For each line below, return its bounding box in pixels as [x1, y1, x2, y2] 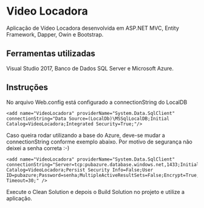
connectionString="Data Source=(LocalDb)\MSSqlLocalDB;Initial [6, 116, 170, 122]
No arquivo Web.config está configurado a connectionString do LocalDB [6, 99, 188, 106]
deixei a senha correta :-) [6, 144, 70, 151]
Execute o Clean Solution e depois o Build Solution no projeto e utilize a [6, 188, 185, 195]
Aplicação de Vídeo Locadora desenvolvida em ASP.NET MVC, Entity [6, 24, 179, 32]
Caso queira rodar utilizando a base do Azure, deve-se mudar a [6, 131, 165, 139]
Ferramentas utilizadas [6, 49, 96, 59]
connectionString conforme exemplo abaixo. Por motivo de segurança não [6, 138, 192, 145]
